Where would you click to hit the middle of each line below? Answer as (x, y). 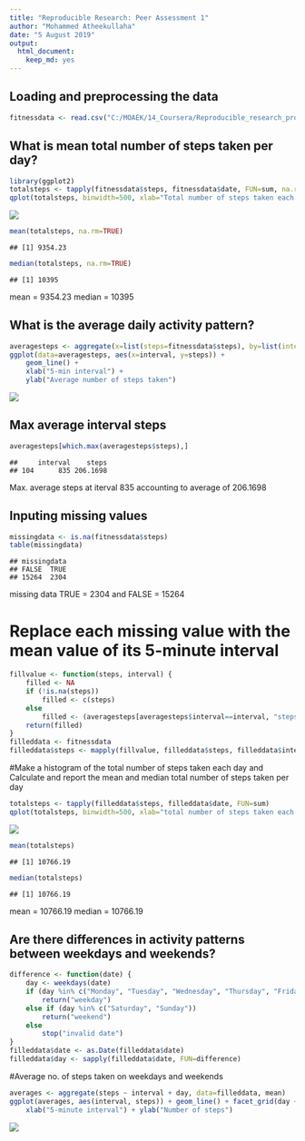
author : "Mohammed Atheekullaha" (73, 26)
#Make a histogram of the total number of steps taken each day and (137, 767)
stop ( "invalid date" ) (83, 1034)
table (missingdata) (46, 546)
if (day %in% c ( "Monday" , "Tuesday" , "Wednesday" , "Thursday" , (148, 992)
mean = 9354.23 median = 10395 (72, 297)
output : (24, 43)
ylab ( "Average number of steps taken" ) (101, 380)
